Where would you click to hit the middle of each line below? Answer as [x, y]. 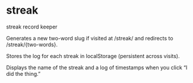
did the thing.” [23, 74]
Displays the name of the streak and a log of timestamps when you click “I [97, 67]
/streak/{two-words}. [32, 44]
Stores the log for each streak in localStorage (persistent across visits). [93, 56]
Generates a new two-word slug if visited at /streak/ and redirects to [90, 38]
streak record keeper [32, 27]
